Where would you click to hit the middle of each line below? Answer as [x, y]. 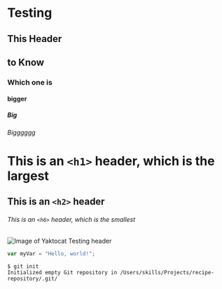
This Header [35, 39]
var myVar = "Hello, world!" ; [51, 254]
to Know [26, 62]
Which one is [30, 82]
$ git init [23, 267]
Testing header [90, 241]
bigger [17, 99]
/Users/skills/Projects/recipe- [167, 273]
